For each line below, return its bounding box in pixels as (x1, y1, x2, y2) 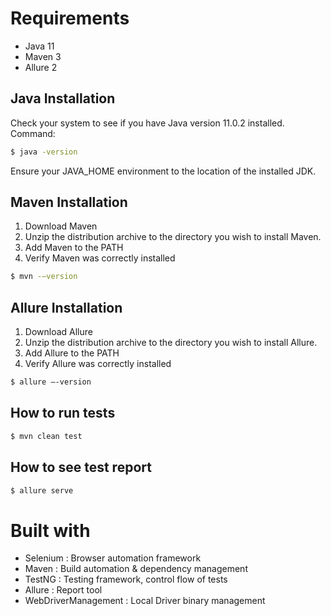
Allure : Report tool (24, 584, 103, 596)
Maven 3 (24, 50, 62, 62)
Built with (10, 519, 91, 542)
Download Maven (24, 220, 98, 232)
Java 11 (24, 40, 55, 52)
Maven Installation (10, 194, 128, 211)
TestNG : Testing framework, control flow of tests (24, 573, 228, 586)
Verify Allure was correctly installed (24, 358, 172, 370)
